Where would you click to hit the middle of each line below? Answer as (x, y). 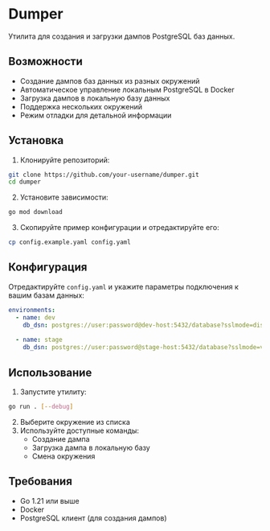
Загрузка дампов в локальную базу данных (95, 98)
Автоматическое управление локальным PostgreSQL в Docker (127, 89)
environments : (32, 310)
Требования (40, 482)
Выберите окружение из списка (75, 422)
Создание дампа (61, 438)
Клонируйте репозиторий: (65, 160)
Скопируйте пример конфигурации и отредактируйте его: (119, 228)
